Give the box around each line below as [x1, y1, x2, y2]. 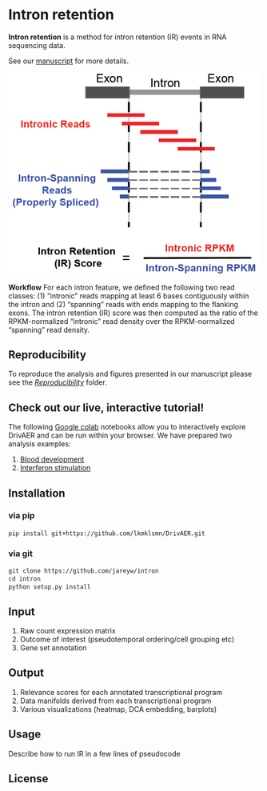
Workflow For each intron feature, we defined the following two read [8, 282, 235, 292]
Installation [8, 486, 66, 500]
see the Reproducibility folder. [8, 378, 107, 387]
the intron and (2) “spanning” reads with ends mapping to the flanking [8, 299, 238, 309]
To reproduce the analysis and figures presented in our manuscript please [8, 370, 253, 379]
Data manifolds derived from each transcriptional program [19, 696, 212, 705]
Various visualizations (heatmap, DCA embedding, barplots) [19, 704, 217, 713]
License [8, 772, 49, 785]
